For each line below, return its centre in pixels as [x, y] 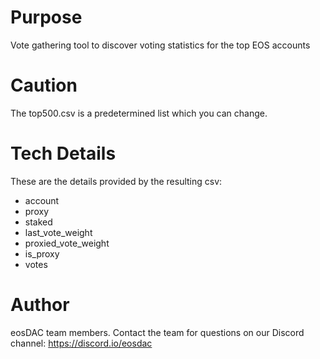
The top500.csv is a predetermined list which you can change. [139, 113]
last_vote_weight [58, 232]
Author [40, 305]
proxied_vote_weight [67, 243]
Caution [44, 85]
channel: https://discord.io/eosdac [81, 343]
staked [38, 222]
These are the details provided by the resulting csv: [116, 181]
